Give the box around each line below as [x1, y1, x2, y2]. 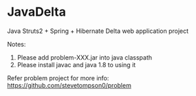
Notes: [7, 40, 26, 48]
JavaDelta [7, 4, 67, 20]
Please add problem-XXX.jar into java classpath [17, 53, 153, 62]
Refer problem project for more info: [7, 73, 109, 82]
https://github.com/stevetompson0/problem [7, 81, 132, 89]
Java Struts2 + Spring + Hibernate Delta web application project [7, 27, 189, 35]
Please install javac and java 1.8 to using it [17, 60, 136, 69]
